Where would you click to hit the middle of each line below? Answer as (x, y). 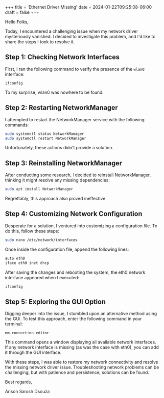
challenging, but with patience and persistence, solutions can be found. (77, 372)
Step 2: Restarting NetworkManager (62, 108)
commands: (17, 125)
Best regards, (19, 382)
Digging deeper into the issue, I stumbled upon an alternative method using (81, 314)
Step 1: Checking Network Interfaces (62, 57)
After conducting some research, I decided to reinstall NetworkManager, (78, 175)
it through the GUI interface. (33, 352)
